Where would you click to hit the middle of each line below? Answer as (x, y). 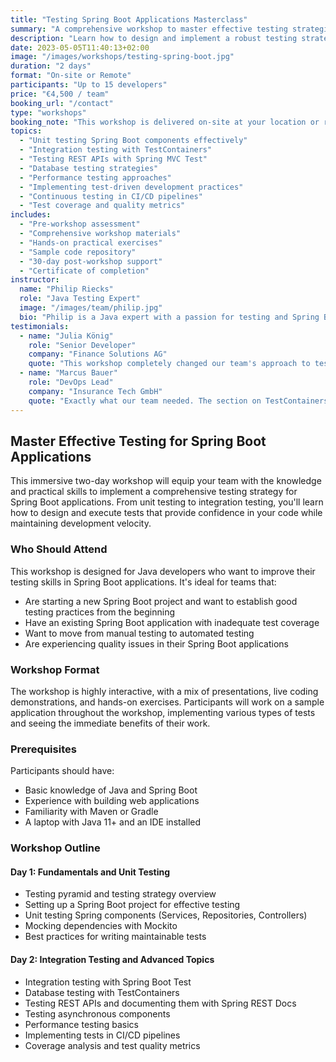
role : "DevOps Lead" (71, 382)
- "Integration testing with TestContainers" (116, 150)
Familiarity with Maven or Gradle (91, 812)
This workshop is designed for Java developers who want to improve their (163, 571)
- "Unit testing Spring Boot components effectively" (133, 141)
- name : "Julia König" (66, 336)
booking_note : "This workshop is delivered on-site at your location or (165, 122)
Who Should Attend (59, 549)
